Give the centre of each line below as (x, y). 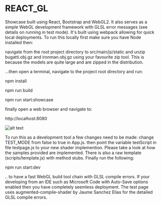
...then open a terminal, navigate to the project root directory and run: (74, 71)
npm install (16, 81)
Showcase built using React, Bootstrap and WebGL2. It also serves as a (76, 22)
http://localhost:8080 (26, 118)
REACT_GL (27, 8)
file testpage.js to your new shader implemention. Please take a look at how (80, 147)
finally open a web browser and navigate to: (49, 109)
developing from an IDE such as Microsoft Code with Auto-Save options (77, 182)
